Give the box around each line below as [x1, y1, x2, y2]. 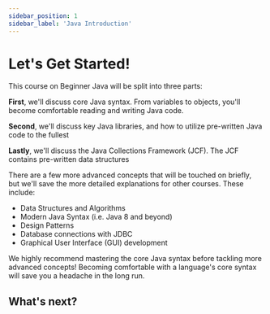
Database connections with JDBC [19, 229, 133, 239]
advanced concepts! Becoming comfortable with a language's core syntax [8, 262, 257, 273]
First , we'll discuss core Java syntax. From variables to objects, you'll [8, 97, 241, 107]
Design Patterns [19, 220, 75, 230]
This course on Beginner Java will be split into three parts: [8, 81, 203, 91]
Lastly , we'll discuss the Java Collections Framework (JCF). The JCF [8, 146, 239, 155]
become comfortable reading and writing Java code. [8, 106, 184, 116]
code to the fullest [8, 130, 70, 140]
